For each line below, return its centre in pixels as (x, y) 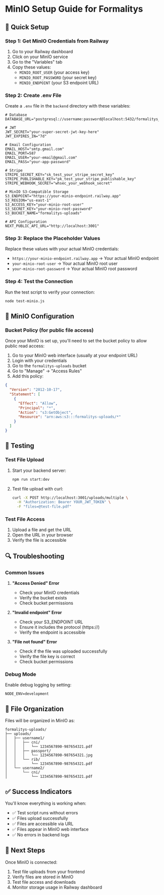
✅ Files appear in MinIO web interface (50, 830)
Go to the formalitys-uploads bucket (49, 366)
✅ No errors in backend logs (41, 835)
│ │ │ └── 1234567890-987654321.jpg (49, 755)
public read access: (25, 346)
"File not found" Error (34, 642)
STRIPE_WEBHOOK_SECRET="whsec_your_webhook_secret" (59, 183)
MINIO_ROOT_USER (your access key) (54, 72)
